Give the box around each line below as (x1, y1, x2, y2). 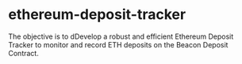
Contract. (8, 48, 40, 58)
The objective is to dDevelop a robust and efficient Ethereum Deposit (8, 32, 234, 41)
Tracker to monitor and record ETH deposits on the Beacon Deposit (8, 40, 229, 49)
